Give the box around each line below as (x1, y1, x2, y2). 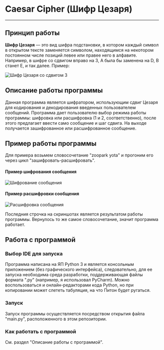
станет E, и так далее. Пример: (5, 63, 70, 68)
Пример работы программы (5, 139, 97, 148)
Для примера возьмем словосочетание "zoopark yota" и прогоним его (5, 153, 154, 158)
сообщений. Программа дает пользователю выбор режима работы (5, 109, 146, 115)
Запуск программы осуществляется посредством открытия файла (5, 310, 145, 316)
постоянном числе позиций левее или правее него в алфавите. (5, 52, 138, 58)
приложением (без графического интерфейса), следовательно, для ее (5, 266, 153, 272)
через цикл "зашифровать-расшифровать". (5, 157, 95, 163)
